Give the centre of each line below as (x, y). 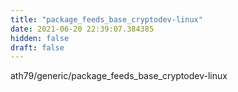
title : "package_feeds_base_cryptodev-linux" (106, 19)
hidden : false (40, 38)
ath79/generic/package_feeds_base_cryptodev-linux (119, 76)
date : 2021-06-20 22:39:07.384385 (82, 29)
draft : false (37, 47)
